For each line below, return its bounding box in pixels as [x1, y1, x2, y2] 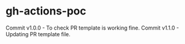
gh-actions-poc [5, 4, 87, 18]
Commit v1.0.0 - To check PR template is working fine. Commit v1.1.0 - [5, 24, 179, 31]
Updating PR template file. [5, 30, 71, 37]
